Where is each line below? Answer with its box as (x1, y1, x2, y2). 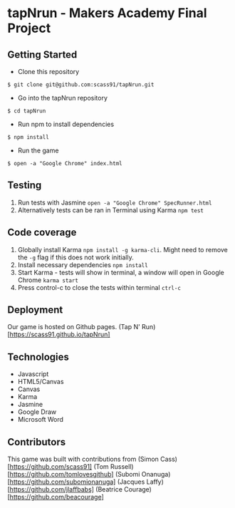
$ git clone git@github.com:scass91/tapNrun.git (7, 81, 155, 88)
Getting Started (7, 48, 78, 61)
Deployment (7, 304, 63, 316)
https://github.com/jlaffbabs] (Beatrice (9, 485, 123, 494)
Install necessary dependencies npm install (17, 260, 148, 269)
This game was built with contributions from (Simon (7, 455, 159, 464)
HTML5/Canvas (17, 378, 64, 386)
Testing (7, 180, 42, 192)
